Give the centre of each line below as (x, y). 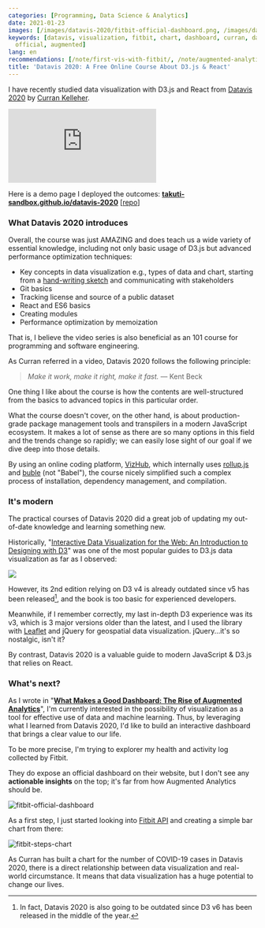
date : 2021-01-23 (37, 23)
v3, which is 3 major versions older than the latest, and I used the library (125, 623)
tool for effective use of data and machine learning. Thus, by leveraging (124, 717)
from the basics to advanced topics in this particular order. (103, 400)
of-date (21, 527)
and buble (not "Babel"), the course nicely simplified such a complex (120, 473)
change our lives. (36, 885)
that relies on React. (41, 663)
